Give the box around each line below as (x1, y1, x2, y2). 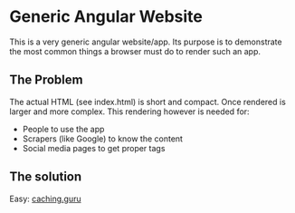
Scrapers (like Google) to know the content (22, 133, 184, 144)
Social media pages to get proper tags (22, 142, 166, 153)
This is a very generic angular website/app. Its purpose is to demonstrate (9, 36, 282, 47)
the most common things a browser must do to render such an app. (9, 45, 261, 56)
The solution (9, 169, 82, 185)
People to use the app (22, 123, 105, 134)
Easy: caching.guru (9, 193, 81, 204)
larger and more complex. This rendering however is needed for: (9, 106, 251, 117)
